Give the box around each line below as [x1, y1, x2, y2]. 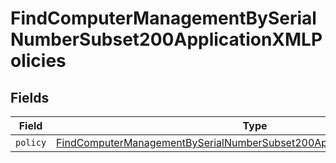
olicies [10, 50, 67, 72]
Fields [10, 89, 50, 106]
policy [15, 137, 47, 148]
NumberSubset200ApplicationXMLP [10, 28, 323, 51]
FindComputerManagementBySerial [10, 7, 317, 30]
